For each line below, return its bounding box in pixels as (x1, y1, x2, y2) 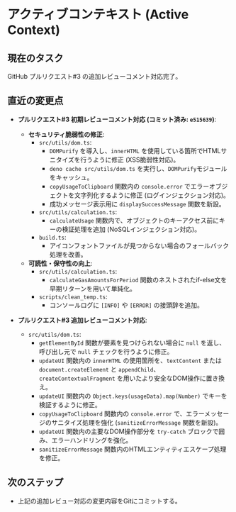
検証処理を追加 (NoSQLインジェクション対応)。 (62, 225, 201, 233)
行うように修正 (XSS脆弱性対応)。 (80, 155, 180, 164)
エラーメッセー (185, 409, 230, 418)
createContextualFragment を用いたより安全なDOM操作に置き (38, 374, 219, 382)
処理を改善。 (49, 250, 87, 259)
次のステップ (7, 477, 64, 489)
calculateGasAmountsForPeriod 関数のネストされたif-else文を (49, 275, 227, 284)
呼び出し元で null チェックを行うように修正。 (38, 347, 174, 355)
